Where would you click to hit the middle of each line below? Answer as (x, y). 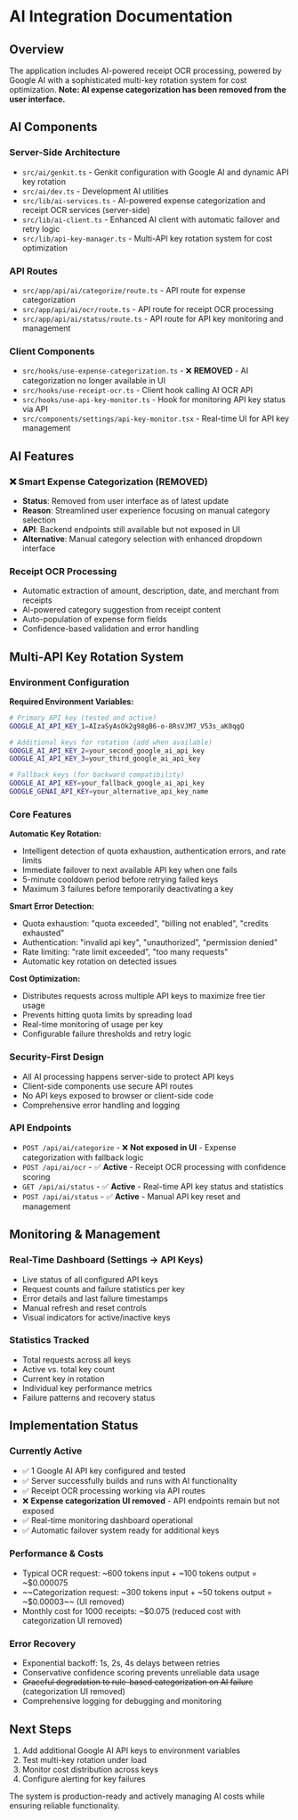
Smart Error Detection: (52, 906)
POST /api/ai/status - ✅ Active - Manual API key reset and (131, 1196)
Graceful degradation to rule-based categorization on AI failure (137, 1682)
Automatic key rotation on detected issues (100, 961)
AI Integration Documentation (121, 16)
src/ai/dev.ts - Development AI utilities (95, 191)
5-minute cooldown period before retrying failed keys (120, 879)
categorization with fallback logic (83, 1157)
